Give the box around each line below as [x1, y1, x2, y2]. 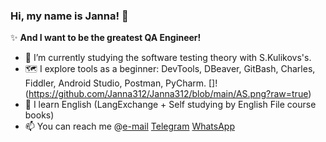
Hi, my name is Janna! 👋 [10, 9, 129, 23]
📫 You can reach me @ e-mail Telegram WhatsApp [24, 120, 235, 133]
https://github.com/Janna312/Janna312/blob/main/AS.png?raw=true [28, 88, 309, 100]
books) [24, 109, 55, 121]
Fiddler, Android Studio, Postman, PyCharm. [24, 77, 207, 89]
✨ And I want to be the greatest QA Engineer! [10, 32, 202, 44]
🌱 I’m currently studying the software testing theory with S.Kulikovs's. [24, 52, 312, 64]
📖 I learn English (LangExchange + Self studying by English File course [24, 99, 317, 111]
